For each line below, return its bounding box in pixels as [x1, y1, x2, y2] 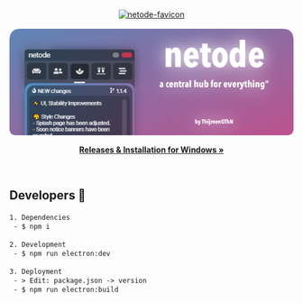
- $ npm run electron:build [13, 285, 119, 294]
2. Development [9, 240, 67, 249]
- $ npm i [13, 222, 50, 231]
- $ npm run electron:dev [13, 249, 111, 258]
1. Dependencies [9, 213, 70, 222]
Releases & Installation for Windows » [78, 144, 225, 155]
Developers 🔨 [9, 188, 87, 203]
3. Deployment [9, 267, 63, 276]
